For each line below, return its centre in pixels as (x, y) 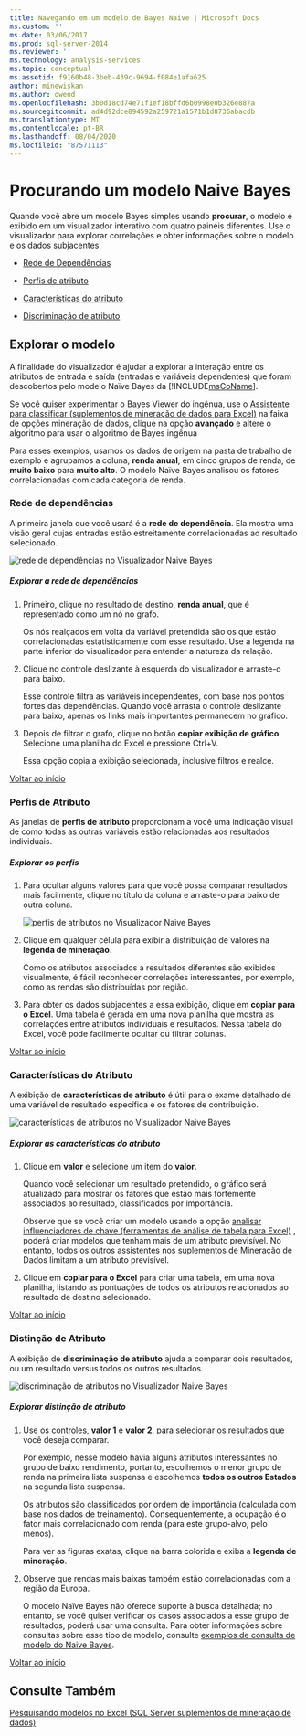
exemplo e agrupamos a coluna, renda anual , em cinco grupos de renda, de (153, 460)
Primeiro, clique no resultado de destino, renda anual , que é (136, 604)
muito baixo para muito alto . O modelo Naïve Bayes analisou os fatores (144, 470)
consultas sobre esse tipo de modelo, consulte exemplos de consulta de (159, 1635)
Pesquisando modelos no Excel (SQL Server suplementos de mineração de (151, 1713)
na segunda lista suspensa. (74, 1487)
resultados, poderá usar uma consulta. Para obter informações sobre (153, 1625)
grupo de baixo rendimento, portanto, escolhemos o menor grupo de (152, 1466)
